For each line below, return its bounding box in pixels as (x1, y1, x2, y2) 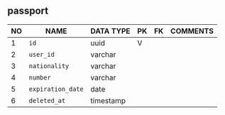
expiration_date (28, 84, 84, 93)
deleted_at (28, 97, 66, 104)
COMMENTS (170, 26, 214, 35)
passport (7, 5, 48, 17)
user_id (28, 50, 55, 58)
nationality (28, 62, 70, 70)
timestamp (90, 95, 126, 105)
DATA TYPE (90, 26, 131, 35)
